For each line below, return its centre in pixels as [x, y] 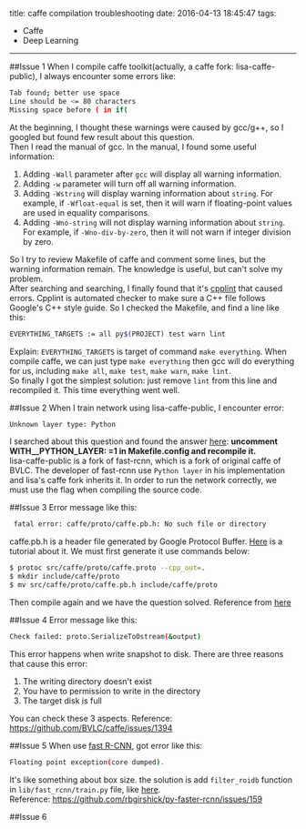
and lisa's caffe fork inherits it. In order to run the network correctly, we [143, 480]
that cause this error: [49, 663]
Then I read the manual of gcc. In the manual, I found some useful [133, 147]
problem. [26, 278]
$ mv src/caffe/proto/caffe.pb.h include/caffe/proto [114, 585]
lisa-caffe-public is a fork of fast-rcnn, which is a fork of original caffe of [145, 461]
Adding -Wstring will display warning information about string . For [148, 193]
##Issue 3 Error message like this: [73, 508]
